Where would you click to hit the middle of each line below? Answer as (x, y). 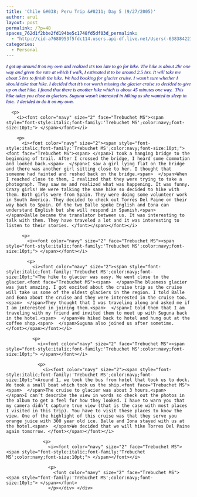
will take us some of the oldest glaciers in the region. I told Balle (95, 292)
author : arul (22, 17)
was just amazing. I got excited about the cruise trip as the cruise (94, 287)
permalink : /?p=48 (28, 28)
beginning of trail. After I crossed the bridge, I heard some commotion (98, 159)
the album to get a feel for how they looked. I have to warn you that (95, 401)
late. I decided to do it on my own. (40, 101)
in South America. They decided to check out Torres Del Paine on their (97, 200)
